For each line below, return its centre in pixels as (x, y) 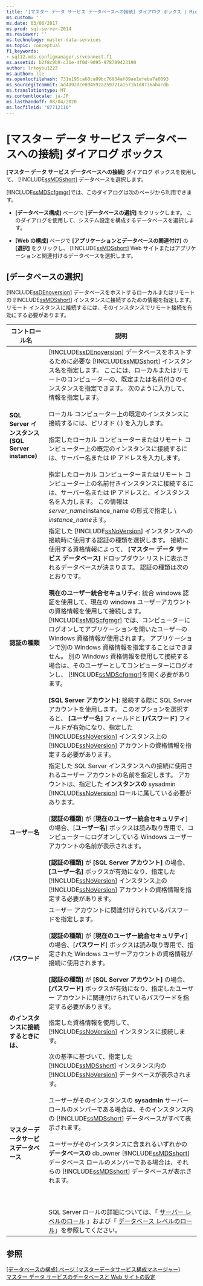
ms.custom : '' (24, 18)
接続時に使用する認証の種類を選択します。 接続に (119, 540)
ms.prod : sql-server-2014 (39, 29)
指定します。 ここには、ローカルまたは (122, 370)
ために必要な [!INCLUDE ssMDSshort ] (108, 361)
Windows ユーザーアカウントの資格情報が (134, 954)
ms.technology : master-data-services (54, 40)
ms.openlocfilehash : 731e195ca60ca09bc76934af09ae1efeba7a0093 (88, 79)
